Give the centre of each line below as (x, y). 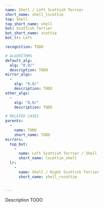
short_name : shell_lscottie (34, 15)
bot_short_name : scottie (31, 33)
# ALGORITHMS (19, 56)
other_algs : (17, 93)
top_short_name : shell (29, 24)
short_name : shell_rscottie (48, 177)
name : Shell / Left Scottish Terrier (44, 10)
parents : (14, 121)
